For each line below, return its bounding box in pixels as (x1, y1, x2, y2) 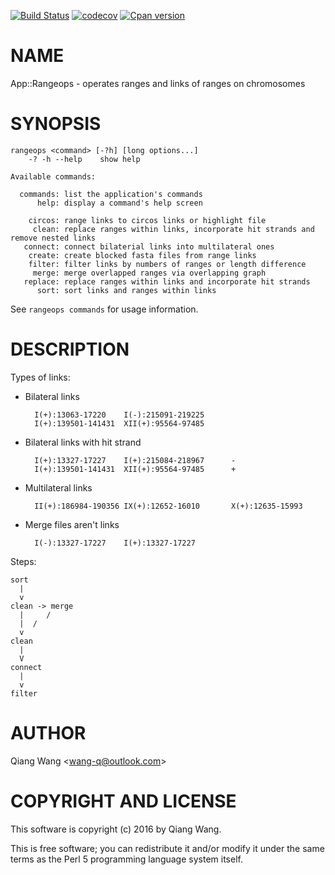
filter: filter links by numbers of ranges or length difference (28, 259, 307, 269)
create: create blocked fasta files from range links (28, 250, 257, 260)
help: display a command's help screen (36, 198, 203, 208)
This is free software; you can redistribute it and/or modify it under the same (10, 842, 325, 854)
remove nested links (10, 233, 97, 243)
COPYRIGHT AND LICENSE (10, 790, 237, 812)
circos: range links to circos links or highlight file (28, 215, 267, 225)
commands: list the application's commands (19, 189, 203, 199)
